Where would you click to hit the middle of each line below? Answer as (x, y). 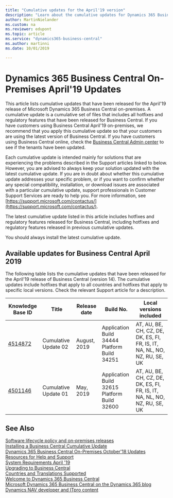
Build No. (116, 309)
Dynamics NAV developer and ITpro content (52, 490)
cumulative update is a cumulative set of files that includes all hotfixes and (84, 114)
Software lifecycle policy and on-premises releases (60, 441)
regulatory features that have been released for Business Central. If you (81, 120)
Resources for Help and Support (39, 457)
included (150, 316)
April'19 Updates (85, 89)
